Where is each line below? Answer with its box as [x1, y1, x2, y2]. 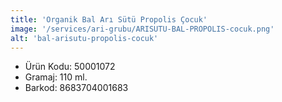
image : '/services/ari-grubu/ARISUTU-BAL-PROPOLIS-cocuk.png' [10, 24, 275, 34]
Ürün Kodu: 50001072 [24, 61, 116, 73]
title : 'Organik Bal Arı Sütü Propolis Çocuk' [10, 14, 208, 25]
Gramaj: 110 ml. [24, 71, 88, 83]
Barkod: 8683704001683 [24, 82, 129, 94]
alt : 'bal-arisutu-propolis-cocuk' [10, 33, 159, 43]
